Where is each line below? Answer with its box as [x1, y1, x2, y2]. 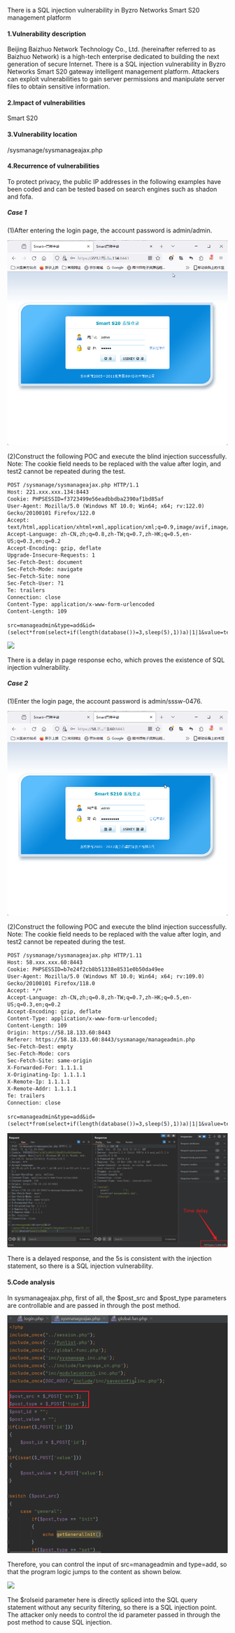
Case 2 [7, 679, 29, 687]
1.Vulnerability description [7, 29, 86, 38]
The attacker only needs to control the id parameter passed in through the [7, 1611, 221, 1619]
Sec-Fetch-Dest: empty [7, 1043, 73, 1050]
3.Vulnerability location [7, 130, 78, 138]
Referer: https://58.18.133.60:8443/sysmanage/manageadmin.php [7, 1036, 196, 1043]
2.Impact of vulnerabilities [7, 98, 86, 107]
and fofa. [7, 192, 34, 201]
